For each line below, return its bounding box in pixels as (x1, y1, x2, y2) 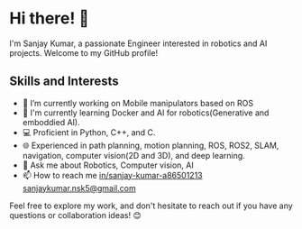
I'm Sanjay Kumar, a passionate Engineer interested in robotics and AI (9, 38, 268, 49)
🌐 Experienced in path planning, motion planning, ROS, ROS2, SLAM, (22, 140, 279, 151)
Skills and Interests (9, 74, 119, 89)
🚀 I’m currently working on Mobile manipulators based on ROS (22, 97, 254, 108)
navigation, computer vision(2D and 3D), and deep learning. (22, 150, 245, 160)
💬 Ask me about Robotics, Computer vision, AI (22, 160, 194, 170)
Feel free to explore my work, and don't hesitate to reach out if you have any (9, 200, 293, 211)
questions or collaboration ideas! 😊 (9, 209, 142, 220)
